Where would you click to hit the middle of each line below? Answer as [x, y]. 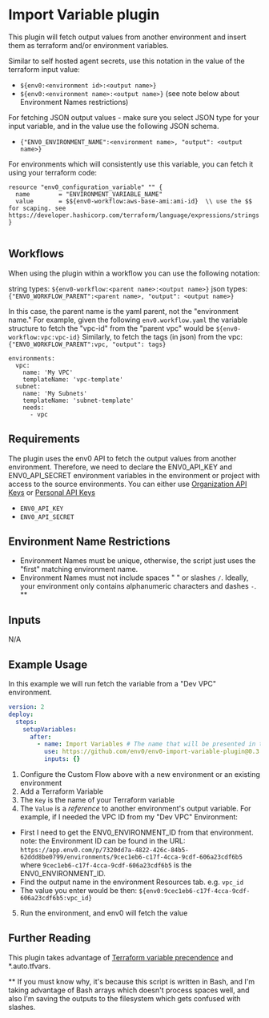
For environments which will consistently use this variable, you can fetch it [131, 164]
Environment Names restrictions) [74, 102]
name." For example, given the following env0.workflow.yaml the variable [128, 320]
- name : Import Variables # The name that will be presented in [147, 744]
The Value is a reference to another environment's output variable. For [135, 808]
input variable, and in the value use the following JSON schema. [114, 126]
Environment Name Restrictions [89, 541]
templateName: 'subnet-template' [78, 400]
